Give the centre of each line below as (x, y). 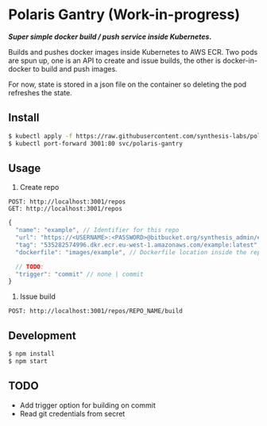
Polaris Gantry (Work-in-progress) (124, 15)
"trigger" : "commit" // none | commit (80, 274)
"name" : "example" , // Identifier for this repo (97, 230)
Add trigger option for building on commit (88, 405)
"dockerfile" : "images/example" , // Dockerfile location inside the (131, 252)
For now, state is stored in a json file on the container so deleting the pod (128, 84)
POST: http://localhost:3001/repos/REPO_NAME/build (95, 312)
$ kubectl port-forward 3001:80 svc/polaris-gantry (95, 143)
